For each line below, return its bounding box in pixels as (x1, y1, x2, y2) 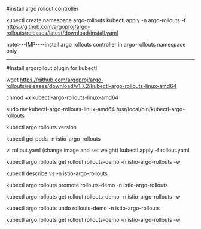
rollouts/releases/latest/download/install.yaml (6, 29, 118, 36)
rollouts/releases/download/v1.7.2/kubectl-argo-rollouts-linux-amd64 (6, 83, 177, 89)
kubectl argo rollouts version (6, 124, 77, 130)
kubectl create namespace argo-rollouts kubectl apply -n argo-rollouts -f (6, 17, 187, 23)
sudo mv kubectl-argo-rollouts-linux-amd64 (6, 106, 115, 112)
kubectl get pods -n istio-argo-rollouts (6, 135, 101, 142)
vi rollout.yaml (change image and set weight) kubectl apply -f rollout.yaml (6, 146, 190, 154)
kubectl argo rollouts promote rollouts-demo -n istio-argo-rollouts (6, 182, 169, 188)
